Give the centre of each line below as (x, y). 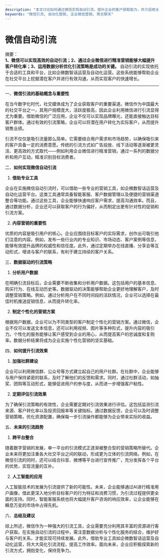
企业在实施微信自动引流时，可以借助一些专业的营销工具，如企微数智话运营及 (82, 188)
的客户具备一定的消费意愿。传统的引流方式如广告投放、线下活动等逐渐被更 (80, 145)
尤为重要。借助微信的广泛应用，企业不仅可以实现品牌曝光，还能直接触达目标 (82, 116)
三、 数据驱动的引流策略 (29, 262)
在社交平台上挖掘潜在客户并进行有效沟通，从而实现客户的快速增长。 (73, 79)
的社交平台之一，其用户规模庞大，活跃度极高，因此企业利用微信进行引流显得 (82, 110)
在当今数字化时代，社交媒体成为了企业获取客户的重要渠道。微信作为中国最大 (82, 104)
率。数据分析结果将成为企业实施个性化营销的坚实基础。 (61, 341)
